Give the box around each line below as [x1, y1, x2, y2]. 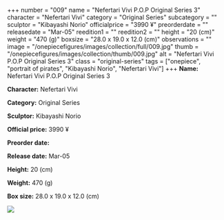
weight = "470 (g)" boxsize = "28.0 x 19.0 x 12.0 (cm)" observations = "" [7, 35, 212, 43]
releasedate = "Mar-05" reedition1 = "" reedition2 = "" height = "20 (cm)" [7, 28, 215, 36]
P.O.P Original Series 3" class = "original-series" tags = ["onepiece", [7, 57, 201, 65]
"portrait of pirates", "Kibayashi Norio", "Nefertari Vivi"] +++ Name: [7, 65, 198, 72]
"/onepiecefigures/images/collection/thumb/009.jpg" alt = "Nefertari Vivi [7, 50, 214, 58]
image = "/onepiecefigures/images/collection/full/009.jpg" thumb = [7, 43, 199, 50]
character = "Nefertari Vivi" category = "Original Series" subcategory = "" [7, 13, 217, 21]
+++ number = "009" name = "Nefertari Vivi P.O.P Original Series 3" [7, 6, 201, 14]
